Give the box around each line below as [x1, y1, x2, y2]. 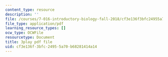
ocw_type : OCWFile [5, 30, 43, 35]
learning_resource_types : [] [5, 26, 66, 31]
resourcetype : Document [5, 35, 55, 40]
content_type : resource [5, 7, 55, 12]
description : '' [5, 12, 39, 17]
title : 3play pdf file [5, 40, 52, 45]
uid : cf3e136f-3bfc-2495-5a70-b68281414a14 [5, 44, 97, 49]
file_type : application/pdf [5, 21, 64, 26]
